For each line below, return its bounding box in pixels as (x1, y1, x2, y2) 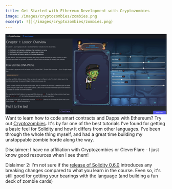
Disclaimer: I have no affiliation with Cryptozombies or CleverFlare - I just (5, 147, 160, 153)
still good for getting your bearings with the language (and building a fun (5, 173, 158, 179)
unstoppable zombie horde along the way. (5, 137, 94, 143)
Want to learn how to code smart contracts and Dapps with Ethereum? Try (5, 115, 162, 121)
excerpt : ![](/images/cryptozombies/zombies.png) (5, 19, 114, 24)
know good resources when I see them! (5, 152, 89, 158)
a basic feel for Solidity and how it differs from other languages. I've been (5, 126, 160, 132)
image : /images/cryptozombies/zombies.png (5, 13, 97, 19)
